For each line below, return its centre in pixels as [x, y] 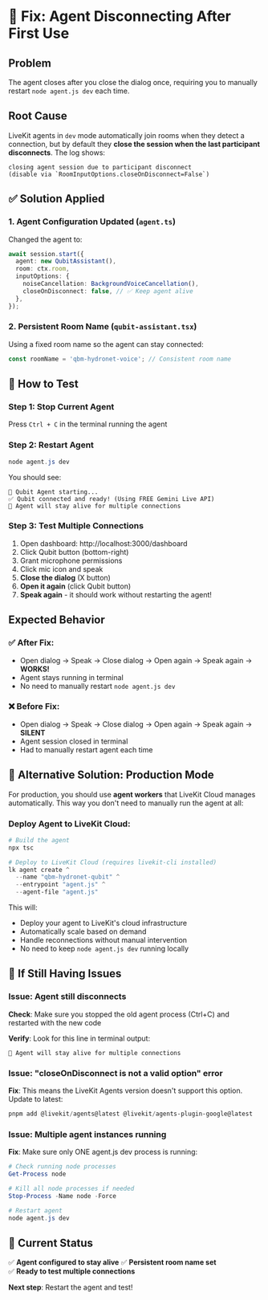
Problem [30, 63]
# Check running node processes [62, 1167]
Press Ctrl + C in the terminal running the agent [88, 424]
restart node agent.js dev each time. [69, 91]
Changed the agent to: [45, 239]
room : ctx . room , [43, 269]
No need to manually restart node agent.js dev [97, 686]
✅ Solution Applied [57, 199]
